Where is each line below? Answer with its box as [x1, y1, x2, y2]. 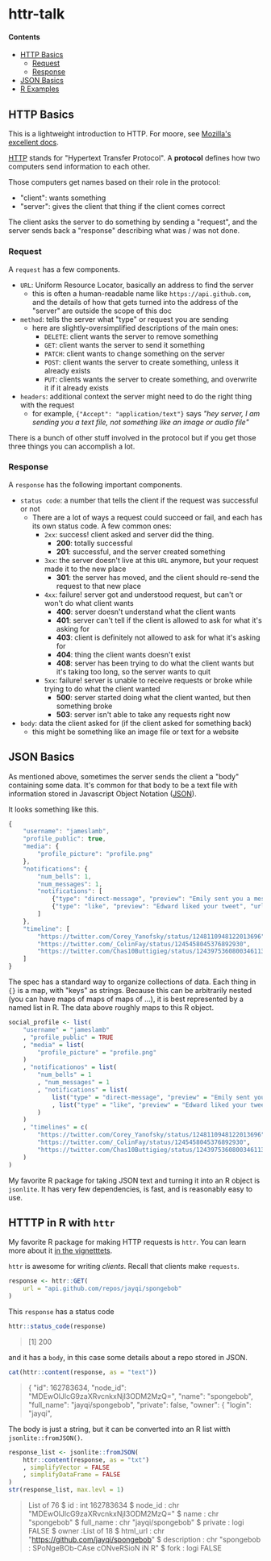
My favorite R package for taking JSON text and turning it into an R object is [8, 1175, 261, 1185]
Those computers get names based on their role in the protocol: [8, 177, 221, 187]
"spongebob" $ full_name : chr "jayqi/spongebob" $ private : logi [27, 1517, 244, 1527]
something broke [56, 701, 113, 711]
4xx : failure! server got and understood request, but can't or [44, 590, 243, 599]
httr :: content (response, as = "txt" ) [23, 1455, 150, 1464]
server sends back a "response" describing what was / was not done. [8, 226, 240, 236]
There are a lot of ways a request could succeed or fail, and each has [31, 512, 263, 522]
